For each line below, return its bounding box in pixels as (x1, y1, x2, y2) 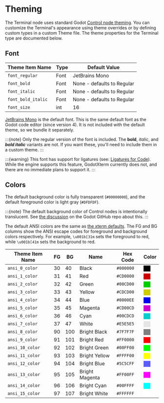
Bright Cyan (80, 382, 107, 389)
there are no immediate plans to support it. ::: (5, 166, 96, 172)
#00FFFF (116, 382, 134, 388)
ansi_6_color (7, 313, 38, 318)
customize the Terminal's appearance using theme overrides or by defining (5, 24, 156, 30)
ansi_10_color (7, 345, 41, 350)
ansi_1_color (7, 273, 38, 279)
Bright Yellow (80, 352, 110, 359)
